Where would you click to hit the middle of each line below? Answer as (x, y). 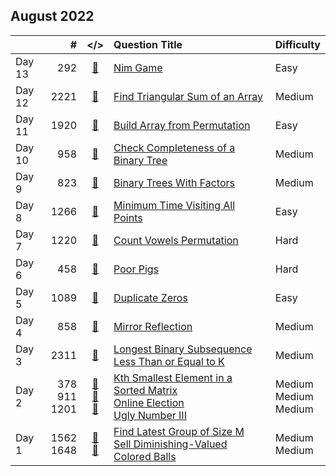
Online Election (149, 402)
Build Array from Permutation (182, 125)
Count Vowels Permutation (176, 240)
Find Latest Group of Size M (179, 431)
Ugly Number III (150, 415)
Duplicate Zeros (150, 297)
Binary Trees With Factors (174, 182)
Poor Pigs (136, 269)
